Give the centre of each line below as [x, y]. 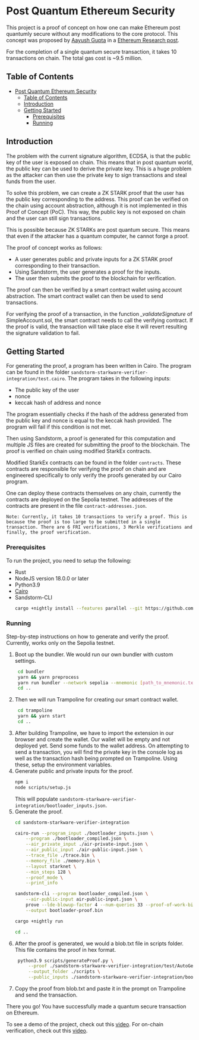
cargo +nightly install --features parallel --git [79, 608]
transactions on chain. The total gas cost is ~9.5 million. [74, 58]
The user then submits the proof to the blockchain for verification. [95, 278]
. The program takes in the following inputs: [118, 378]
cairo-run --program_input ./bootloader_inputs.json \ [84, 833]
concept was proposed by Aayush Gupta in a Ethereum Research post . [93, 40]
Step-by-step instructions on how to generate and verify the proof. [88, 637]
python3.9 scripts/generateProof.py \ [66, 961]
